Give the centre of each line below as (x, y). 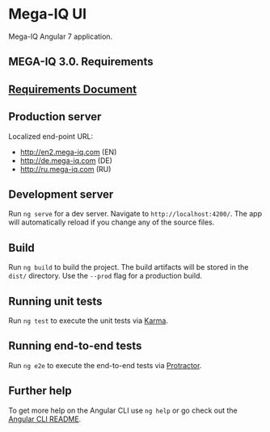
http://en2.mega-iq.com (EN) (68, 152)
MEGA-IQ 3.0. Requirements (81, 62)
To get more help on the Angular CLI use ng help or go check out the (123, 410)
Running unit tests (55, 301)
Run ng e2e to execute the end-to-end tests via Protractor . (105, 365)
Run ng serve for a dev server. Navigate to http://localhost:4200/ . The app (135, 214)
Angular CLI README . (45, 419)
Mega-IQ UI (48, 14)
